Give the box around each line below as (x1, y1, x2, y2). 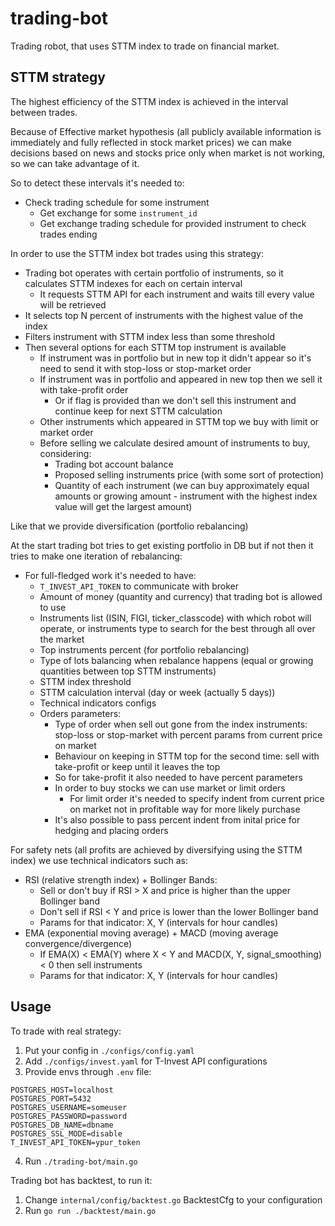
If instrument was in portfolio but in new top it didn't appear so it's (39, 352, 312, 364)
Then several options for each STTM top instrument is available (24, 341, 287, 353)
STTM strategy (10, 69, 106, 86)
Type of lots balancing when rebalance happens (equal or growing (39, 654, 314, 666)
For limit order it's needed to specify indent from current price (69, 792, 325, 804)
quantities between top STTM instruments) (39, 665, 217, 677)
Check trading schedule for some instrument (24, 196, 210, 208)
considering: (39, 447, 92, 459)
